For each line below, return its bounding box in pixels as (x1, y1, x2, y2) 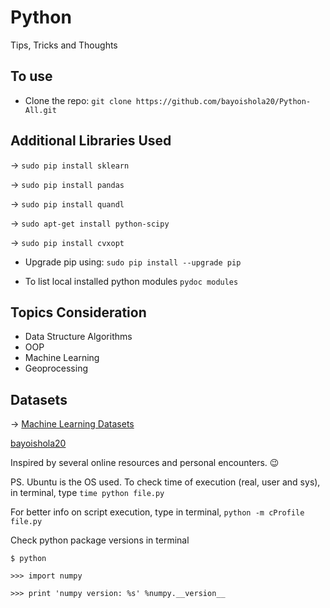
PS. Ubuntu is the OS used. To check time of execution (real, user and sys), (10, 476, 321, 488)
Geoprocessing (24, 362, 88, 375)
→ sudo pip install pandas (10, 178, 125, 190)
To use (10, 68, 53, 85)
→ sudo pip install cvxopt (10, 236, 125, 248)
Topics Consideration (10, 304, 147, 321)
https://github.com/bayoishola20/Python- (135, 96, 312, 106)
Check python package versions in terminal (10, 534, 190, 546)
